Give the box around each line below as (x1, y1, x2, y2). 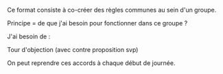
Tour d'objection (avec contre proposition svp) (7, 46, 139, 53)
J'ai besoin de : (7, 32, 51, 40)
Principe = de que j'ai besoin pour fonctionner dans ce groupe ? (7, 19, 188, 27)
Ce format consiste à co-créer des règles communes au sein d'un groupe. (7, 6, 217, 14)
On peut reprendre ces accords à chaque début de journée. (7, 59, 176, 67)
